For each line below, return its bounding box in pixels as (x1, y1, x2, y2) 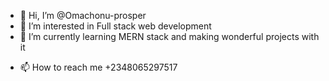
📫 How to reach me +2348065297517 (19, 61, 178, 73)
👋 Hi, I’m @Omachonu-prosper (19, 10, 147, 21)
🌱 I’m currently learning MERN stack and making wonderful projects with (19, 31, 320, 42)
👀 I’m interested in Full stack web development (19, 20, 212, 32)
